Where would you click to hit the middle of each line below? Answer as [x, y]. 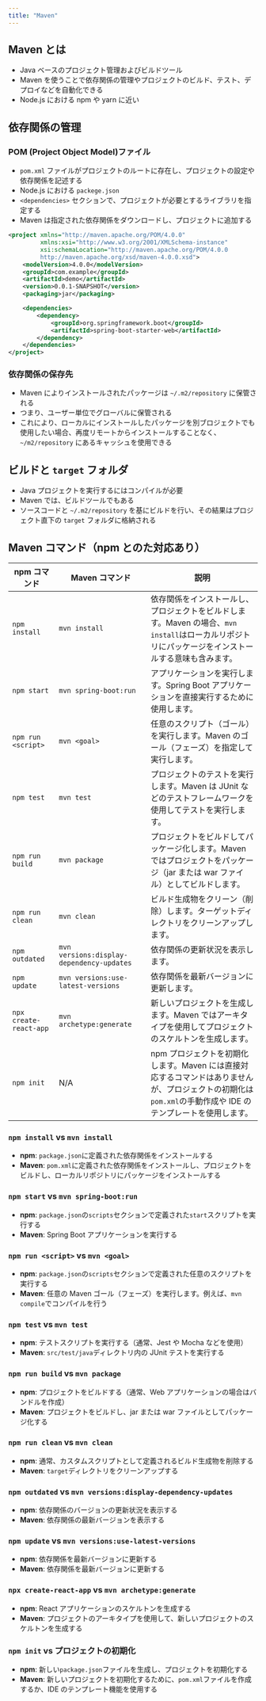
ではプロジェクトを [186, 860]
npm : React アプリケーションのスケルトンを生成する [105, 1608]
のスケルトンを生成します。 [201, 1039]
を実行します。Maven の [196, 736]
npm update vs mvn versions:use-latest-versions [102, 1541]
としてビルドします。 [205, 884]
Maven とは [37, 50]
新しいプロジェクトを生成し [202, 1003]
